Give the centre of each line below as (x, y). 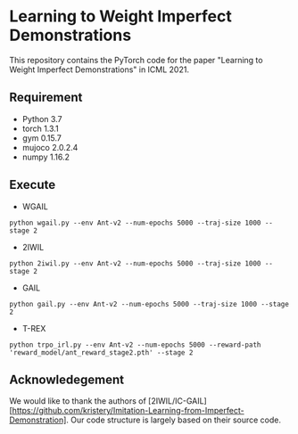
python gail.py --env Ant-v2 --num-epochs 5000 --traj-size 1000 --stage (149, 304)
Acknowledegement (67, 379)
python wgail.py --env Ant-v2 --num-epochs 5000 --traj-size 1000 (135, 223)
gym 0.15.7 (42, 138)
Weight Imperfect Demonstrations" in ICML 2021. (99, 70)
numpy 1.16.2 (46, 157)
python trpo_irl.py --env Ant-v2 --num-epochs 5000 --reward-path (135, 345)
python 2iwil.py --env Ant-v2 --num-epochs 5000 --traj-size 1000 (135, 263)
